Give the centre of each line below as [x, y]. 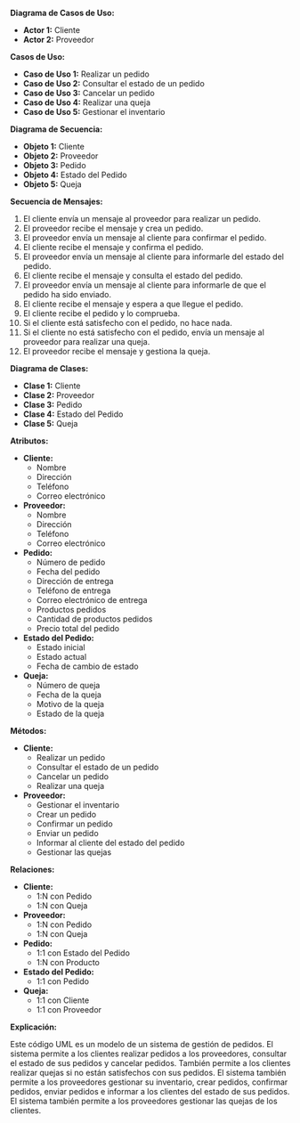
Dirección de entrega [75, 581]
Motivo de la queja [70, 704]
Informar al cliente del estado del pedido [110, 842]
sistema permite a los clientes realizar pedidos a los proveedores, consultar [149, 1054]
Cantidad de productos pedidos [94, 619]
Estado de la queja [70, 713]
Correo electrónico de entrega [92, 600]
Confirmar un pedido [75, 824]
